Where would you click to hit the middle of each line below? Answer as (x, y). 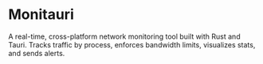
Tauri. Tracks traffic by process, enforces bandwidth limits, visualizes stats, (132, 44)
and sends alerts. (37, 53)
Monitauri (41, 15)
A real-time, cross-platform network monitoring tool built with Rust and (124, 36)
